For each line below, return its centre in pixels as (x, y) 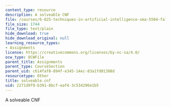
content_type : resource (31, 10)
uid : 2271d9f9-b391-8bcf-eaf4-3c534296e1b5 (52, 85)
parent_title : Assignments (34, 62)
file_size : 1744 (22, 24)
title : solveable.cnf (28, 81)
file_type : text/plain (29, 29)
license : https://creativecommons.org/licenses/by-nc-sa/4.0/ (73, 52)
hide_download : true (27, 33)
